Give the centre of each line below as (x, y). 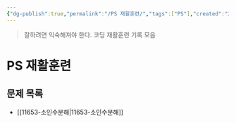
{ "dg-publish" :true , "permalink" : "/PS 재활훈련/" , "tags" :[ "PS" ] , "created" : (116, 14)
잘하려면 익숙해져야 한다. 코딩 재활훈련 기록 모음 (89, 34)
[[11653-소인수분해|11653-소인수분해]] (70, 112)
